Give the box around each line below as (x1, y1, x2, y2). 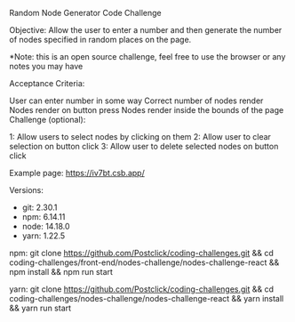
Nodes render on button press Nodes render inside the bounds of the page (9, 105, 284, 115)
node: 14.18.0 (21, 221, 70, 231)
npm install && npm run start (9, 267, 114, 277)
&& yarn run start (9, 302, 72, 313)
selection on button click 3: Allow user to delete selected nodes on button (9, 141, 279, 151)
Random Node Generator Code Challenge (9, 8, 162, 18)
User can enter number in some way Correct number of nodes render (9, 95, 264, 106)
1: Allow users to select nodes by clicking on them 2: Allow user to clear (9, 132, 271, 141)
